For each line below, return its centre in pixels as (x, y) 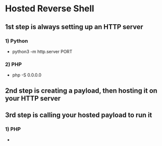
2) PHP (13, 64)
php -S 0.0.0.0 (27, 75)
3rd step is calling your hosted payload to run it (79, 115)
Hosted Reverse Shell (50, 9)
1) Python (17, 41)
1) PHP (13, 129)
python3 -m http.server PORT (42, 51)
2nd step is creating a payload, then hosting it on (81, 91)
